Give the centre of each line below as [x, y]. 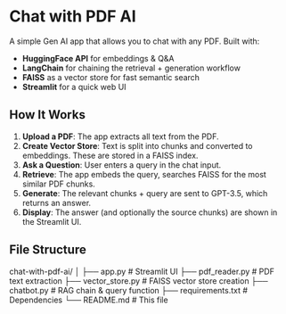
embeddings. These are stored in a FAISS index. [110, 155]
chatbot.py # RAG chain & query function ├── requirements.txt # [128, 290]
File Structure [48, 250]
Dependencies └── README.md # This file [89, 300]
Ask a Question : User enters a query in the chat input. [122, 165]
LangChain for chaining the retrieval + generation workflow [131, 68]
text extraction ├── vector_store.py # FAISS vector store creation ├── [139, 281]
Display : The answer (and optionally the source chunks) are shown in [150, 212]
